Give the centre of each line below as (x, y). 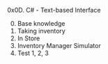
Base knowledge (41, 23)
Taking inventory (41, 31)
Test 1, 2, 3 (33, 53)
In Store (29, 38)
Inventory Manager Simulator (59, 46)
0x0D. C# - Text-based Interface (54, 10)
